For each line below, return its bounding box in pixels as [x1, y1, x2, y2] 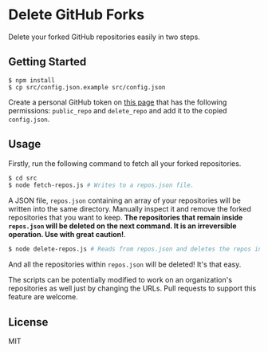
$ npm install [8, 76, 56, 85]
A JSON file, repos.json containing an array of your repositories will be [8, 196, 241, 205]
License [8, 315, 49, 329]
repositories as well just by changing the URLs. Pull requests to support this [8, 283, 257, 293]
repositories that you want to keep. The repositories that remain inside [8, 213, 243, 223]
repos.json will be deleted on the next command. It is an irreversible [8, 221, 237, 231]
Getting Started [8, 55, 87, 69]
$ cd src [8, 174, 37, 182]
